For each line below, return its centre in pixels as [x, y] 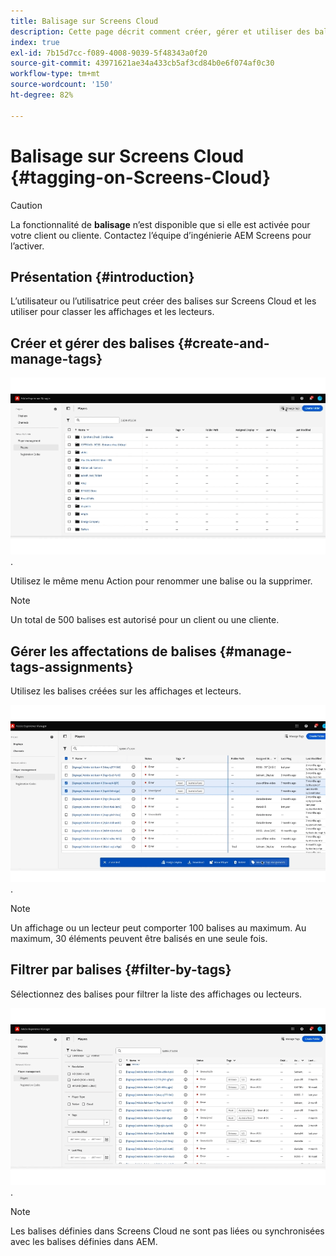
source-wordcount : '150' [62, 85]
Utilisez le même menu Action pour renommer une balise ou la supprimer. [161, 581]
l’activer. [27, 246]
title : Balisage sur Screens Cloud [84, 21]
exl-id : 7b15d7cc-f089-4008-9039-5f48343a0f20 [109, 53]
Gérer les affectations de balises [113, 651]
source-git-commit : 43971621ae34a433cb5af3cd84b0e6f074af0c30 [142, 63]
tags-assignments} [72, 666]
